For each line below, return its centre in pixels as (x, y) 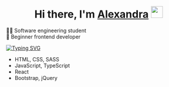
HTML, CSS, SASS (37, 59)
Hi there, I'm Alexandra (92, 14)
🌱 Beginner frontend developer (43, 36)
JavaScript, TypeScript (42, 65)
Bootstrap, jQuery (36, 78)
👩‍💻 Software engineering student (46, 30)
